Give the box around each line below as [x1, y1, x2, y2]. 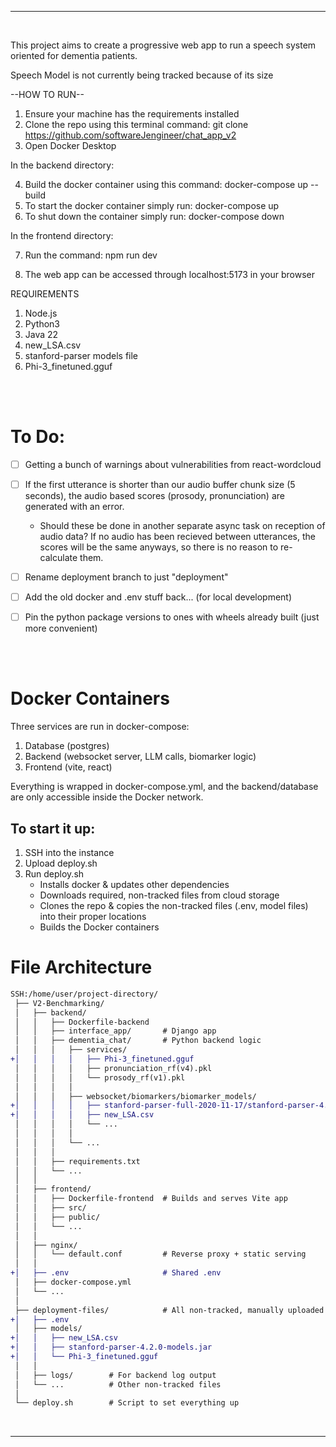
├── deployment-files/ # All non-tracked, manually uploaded [14, 1305, 325, 1315]
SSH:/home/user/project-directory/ [10, 989, 159, 999]
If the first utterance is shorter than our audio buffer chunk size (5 [24, 479, 296, 490]
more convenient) [24, 622, 98, 635]
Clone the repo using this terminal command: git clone [24, 119, 249, 130]
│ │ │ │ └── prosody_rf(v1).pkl [14, 1072, 186, 1083]
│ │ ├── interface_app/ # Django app [14, 1026, 217, 1036]
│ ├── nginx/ [14, 1240, 78, 1250]
